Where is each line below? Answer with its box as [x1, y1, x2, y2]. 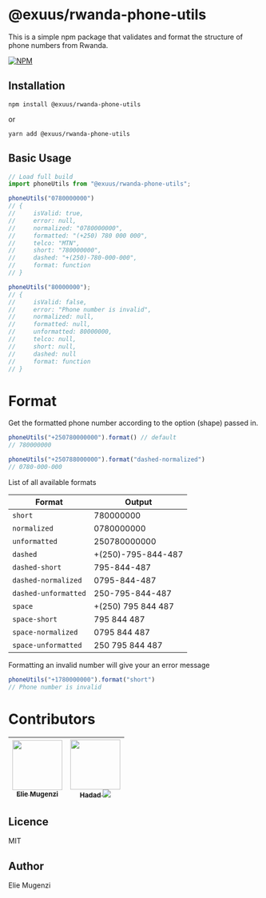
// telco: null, [8, 336, 77, 344]
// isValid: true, [8, 209, 84, 217]
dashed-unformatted [12, 589, 86, 598]
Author [8, 859, 44, 872]
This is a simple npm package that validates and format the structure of [8, 32, 244, 42]
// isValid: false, [8, 298, 88, 306]
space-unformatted [12, 641, 82, 650]
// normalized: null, [8, 313, 94, 321]
